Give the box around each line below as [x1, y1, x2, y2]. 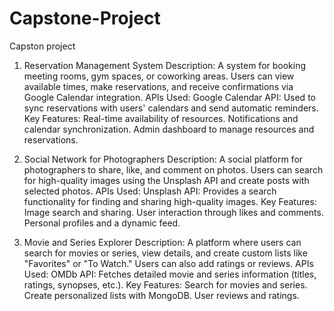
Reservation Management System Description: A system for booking [23, 59, 307, 71]
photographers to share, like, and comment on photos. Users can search [23, 163, 324, 176]
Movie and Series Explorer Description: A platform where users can [23, 236, 302, 248]
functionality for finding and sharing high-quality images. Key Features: [23, 195, 317, 207]
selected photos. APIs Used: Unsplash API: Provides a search [23, 185, 277, 197]
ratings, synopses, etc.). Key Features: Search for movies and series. [23, 278, 308, 291]
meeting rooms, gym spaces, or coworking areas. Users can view [23, 70, 295, 82]
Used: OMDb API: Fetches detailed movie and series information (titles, [23, 268, 317, 280]
